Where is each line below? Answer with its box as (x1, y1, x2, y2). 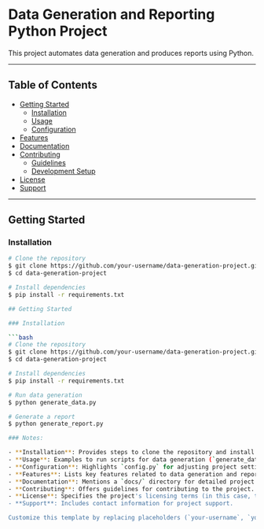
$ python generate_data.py (8, 398, 97, 406)
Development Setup (31, 166, 96, 176)
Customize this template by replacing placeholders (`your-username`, (8, 514, 244, 522)
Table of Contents (8, 79, 98, 92)
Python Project (8, 22, 108, 40)
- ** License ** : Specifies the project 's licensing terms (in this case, (8, 492, 251, 501)
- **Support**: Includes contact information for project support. (8, 500, 234, 508)
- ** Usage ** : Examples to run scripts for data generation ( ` (8, 456, 216, 464)
